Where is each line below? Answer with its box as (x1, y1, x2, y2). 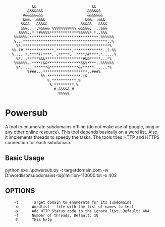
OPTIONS (5, 187, 35, 195)
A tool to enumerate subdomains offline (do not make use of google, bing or (5, 123, 160, 129)
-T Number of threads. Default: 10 (14, 213, 99, 218)
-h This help (14, 217, 52, 222)
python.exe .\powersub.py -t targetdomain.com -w (5, 167, 109, 173)
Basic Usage (5, 154, 45, 163)
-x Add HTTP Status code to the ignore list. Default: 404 (14, 208, 150, 214)
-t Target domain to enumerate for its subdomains (14, 200, 132, 205)
